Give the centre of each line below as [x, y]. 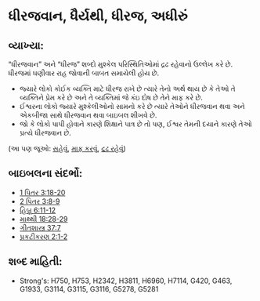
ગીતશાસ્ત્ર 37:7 [40, 227]
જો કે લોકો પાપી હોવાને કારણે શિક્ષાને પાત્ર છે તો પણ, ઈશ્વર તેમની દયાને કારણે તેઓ [135, 124]
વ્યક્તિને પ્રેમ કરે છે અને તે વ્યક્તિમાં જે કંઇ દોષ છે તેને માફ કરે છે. [111, 98]
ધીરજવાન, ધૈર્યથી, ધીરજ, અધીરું [98, 16]
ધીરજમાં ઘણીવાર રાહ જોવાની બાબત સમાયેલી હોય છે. [84, 73]
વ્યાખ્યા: [26, 45]
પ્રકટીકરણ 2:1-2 [43, 236]
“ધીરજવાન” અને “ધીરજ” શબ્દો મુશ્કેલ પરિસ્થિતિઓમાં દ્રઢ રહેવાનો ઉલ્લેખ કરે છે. [121, 64]
